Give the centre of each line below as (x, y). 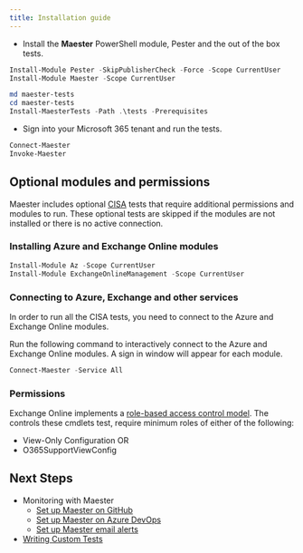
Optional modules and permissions (110, 182)
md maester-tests (42, 95)
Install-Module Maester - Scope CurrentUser (93, 78)
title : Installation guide (60, 18)
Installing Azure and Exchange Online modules (114, 247)
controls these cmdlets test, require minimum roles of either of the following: (152, 423)
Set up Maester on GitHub (85, 509)
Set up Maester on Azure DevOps (98, 519)
